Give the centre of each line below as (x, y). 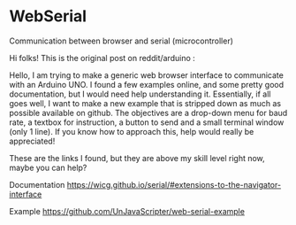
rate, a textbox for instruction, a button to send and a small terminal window (147, 122)
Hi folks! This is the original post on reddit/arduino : (102, 58)
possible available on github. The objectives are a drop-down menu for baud (148, 112)
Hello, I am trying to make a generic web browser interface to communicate (147, 75)
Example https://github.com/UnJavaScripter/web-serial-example (127, 211)
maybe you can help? (48, 167)
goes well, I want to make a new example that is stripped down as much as (145, 103)
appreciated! (32, 141)
